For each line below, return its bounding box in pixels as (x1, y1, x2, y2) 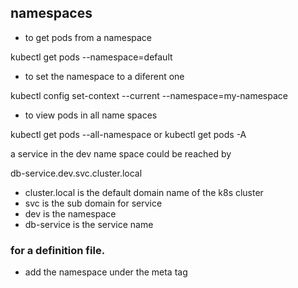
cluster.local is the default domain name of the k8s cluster (24, 186, 264, 198)
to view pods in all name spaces (24, 109, 158, 121)
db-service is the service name (24, 218, 154, 230)
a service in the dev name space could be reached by (10, 147, 232, 160)
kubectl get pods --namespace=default (10, 51, 173, 63)
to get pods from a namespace (24, 31, 152, 43)
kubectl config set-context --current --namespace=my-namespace (10, 89, 288, 101)
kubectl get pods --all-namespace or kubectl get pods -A (10, 128, 247, 140)
